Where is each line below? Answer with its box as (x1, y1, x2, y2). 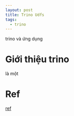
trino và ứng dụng (5, 36, 43, 42)
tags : (5, 17, 17, 22)
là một (5, 71, 19, 77)
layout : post (5, 7, 33, 13)
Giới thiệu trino (5, 54, 70, 65)
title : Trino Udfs (5, 12, 44, 17)
